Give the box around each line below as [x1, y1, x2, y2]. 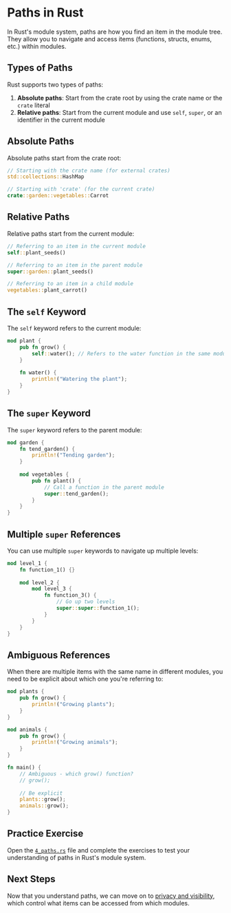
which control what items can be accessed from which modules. [7, 899, 190, 907]
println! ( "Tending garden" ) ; [32, 452, 115, 459]
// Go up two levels [56, 598, 115, 606]
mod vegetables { [19, 471, 69, 478]
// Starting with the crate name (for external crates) [7, 167, 170, 174]
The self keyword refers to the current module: [7, 324, 142, 332]
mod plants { [7, 688, 45, 695]
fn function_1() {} [19, 566, 76, 573]
